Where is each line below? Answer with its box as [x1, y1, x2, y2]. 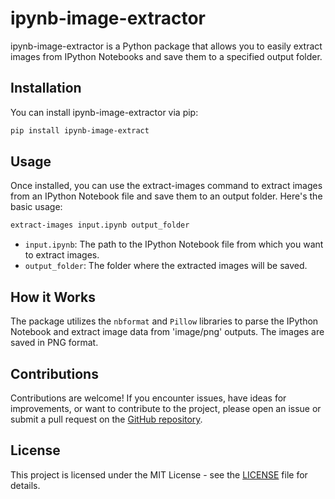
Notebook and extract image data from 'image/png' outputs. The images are [10, 326, 325, 338]
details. [10, 479, 41, 491]
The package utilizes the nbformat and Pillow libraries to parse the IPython [10, 315, 319, 327]
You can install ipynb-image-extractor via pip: [10, 106, 199, 118]
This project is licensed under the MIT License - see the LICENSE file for [10, 468, 308, 481]
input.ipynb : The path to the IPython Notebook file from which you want [24, 238, 324, 251]
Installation [10, 80, 82, 97]
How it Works [10, 288, 96, 306]
